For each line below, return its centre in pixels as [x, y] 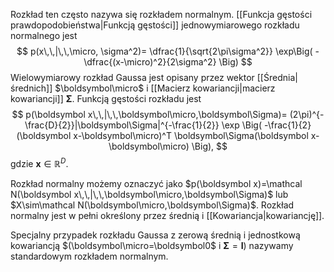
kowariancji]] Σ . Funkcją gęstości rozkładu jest [106, 98]
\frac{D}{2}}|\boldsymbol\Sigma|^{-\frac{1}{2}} [122, 125]
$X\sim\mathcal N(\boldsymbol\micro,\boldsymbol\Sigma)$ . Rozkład [152, 205]
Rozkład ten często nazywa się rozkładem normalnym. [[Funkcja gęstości [161, 14]
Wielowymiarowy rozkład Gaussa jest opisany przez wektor [132, 77]
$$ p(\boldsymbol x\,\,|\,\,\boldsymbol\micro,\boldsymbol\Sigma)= [149, 114]
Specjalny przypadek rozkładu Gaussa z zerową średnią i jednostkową [155, 235]
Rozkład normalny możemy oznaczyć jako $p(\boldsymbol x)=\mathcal [156, 183]
